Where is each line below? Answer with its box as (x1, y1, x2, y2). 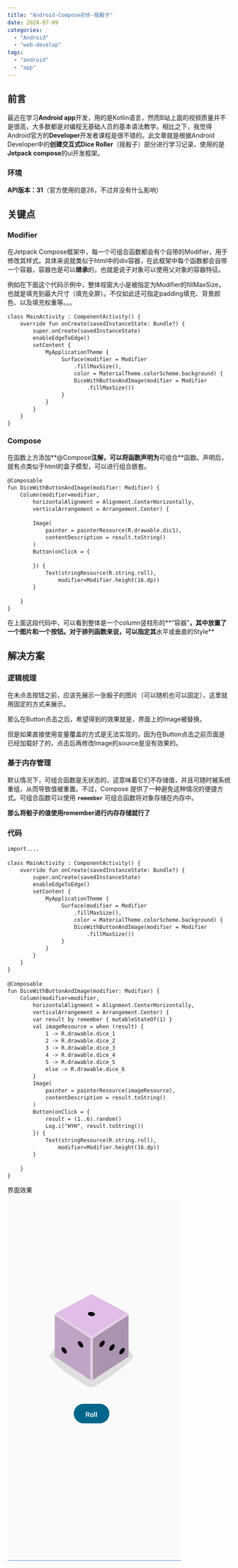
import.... (7, 846, 40, 853)
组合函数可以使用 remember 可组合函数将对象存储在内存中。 (25, 793, 198, 802)
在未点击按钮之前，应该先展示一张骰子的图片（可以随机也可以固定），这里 (7, 690, 222, 699)
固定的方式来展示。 (13, 699, 69, 708)
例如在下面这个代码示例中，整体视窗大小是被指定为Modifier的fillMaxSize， (7, 280, 225, 289)
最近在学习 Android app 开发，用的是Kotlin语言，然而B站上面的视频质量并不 (7, 113, 227, 122)
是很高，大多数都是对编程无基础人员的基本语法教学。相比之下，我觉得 (7, 122, 212, 131)
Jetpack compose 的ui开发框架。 (7, 149, 104, 157)
